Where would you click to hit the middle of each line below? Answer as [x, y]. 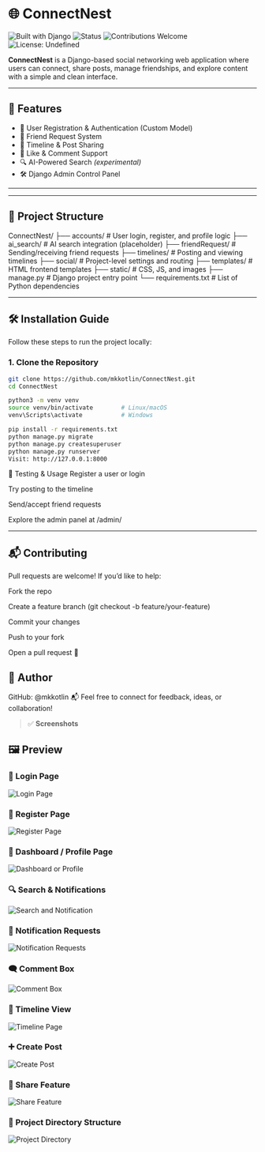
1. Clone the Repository [53, 363]
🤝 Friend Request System [61, 136]
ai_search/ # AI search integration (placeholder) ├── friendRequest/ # [122, 244]
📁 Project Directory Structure [65, 1123]
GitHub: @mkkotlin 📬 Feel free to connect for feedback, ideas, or [115, 697]
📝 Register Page [39, 814]
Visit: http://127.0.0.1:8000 [58, 459]
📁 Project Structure [56, 217]
